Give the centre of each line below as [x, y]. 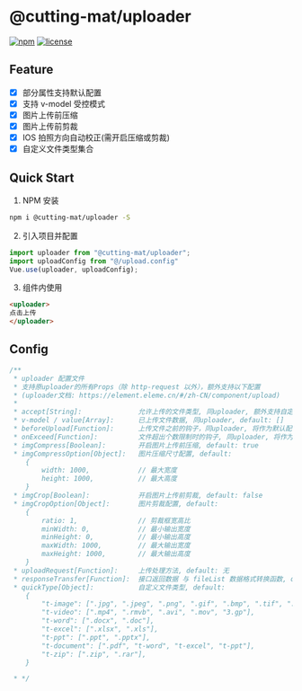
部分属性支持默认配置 [62, 93]
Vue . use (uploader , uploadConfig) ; [74, 270]
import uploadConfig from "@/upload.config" [94, 261]
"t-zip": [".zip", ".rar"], [94, 654]
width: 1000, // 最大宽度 [110, 470]
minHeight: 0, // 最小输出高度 [116, 537]
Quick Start [42, 177]
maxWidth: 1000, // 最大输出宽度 [116, 545]
